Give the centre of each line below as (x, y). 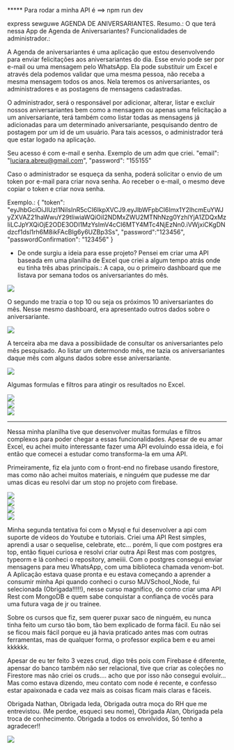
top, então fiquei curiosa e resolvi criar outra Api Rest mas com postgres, (112, 552)
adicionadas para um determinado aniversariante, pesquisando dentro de (112, 125)
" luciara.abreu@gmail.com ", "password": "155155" (79, 160)
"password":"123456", (153, 232)
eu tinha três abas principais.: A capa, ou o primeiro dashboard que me (119, 268)
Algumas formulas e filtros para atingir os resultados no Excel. (96, 384)
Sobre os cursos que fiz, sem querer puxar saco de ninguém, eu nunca (109, 617)
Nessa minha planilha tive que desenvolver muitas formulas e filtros (104, 432)
